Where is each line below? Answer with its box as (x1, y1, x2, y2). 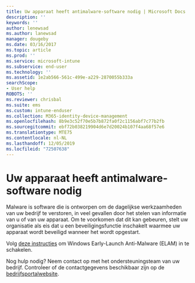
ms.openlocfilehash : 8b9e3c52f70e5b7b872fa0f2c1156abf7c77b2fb (6, 119, 165, 125)
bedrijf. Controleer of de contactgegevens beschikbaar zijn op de (6, 264, 165, 271)
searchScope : (6, 80, 38, 86)
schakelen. (6, 246, 32, 253)
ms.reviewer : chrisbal (6, 96, 62, 102)
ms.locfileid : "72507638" (6, 146, 70, 152)
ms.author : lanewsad (6, 31, 57, 37)
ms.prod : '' (6, 53, 35, 58)
